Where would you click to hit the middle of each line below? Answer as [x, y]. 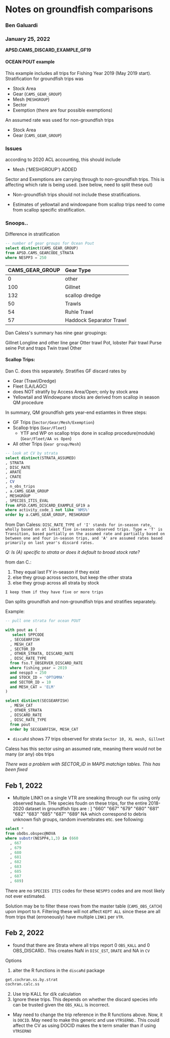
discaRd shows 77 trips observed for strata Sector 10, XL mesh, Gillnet [89, 739]
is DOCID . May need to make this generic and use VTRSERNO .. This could [86, 1020]
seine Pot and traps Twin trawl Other [44, 348]
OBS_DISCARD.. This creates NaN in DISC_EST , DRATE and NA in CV [81, 950]
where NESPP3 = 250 [26, 258]
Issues [14, 148]
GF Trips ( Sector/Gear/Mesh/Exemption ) [53, 422]
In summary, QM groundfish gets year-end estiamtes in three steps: [76, 412]
